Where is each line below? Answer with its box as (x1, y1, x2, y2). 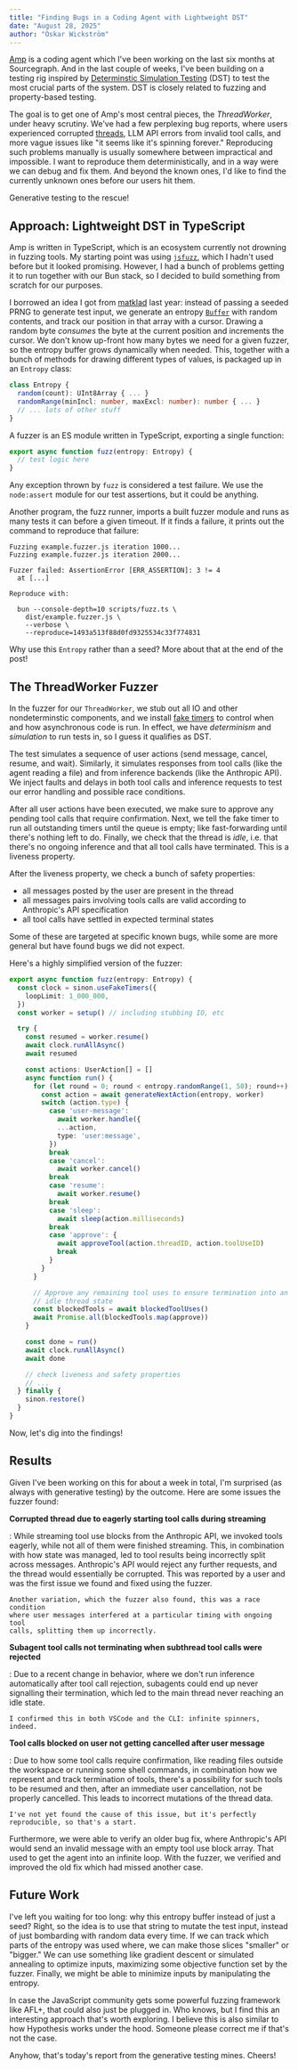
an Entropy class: (9, 363, 73, 374)
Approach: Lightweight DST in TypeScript (9, 218, 246, 233)
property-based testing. (9, 92, 97, 102)
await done (25, 1354, 66, 1363)
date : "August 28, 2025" (9, 21, 101, 30)
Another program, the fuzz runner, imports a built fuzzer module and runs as (9, 507, 290, 517)
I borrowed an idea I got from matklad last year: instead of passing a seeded (9, 297, 289, 308)
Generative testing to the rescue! (9, 192, 130, 203)
